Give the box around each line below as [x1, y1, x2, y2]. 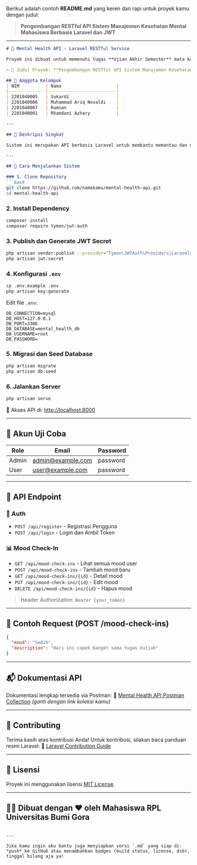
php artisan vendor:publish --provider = [6, 250, 107, 256]
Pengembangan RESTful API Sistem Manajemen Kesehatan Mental [20, 23, 186, 29]
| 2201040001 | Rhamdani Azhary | [6, 110, 119, 116]
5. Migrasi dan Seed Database [6, 350, 93, 358]
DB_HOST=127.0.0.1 [6, 316, 51, 321]
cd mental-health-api [6, 190, 59, 196]
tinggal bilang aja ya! [6, 853, 64, 860]
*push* [6, 849, 22, 854]
